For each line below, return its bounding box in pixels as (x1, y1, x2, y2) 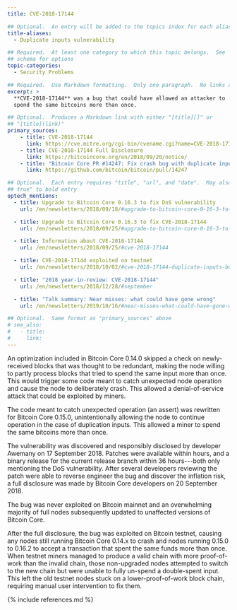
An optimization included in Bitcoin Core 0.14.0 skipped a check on (7, 354, 201, 363)
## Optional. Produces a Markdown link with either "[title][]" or (7, 114, 213, 121)
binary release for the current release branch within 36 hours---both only (7, 457, 221, 465)
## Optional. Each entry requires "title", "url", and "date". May (7, 180, 217, 187)
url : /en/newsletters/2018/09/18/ (20, 206, 121, 213)
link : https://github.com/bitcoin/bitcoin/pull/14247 (25, 167, 188, 174)
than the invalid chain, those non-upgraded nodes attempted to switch (23, 559, 229, 568)
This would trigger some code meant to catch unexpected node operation (7, 376, 222, 385)
